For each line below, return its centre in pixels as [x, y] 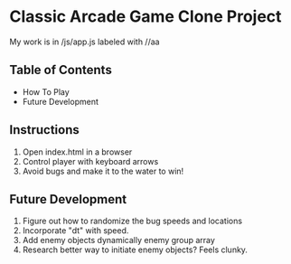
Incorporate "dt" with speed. [75, 231]
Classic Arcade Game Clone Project [145, 17]
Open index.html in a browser [77, 152]
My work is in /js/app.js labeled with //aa [84, 42]
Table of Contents [61, 70]
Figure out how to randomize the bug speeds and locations [132, 221]
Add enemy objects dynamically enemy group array [118, 240]
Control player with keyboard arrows [90, 161]
